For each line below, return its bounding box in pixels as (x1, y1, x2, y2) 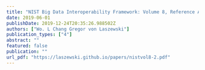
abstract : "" (6, 37, 40, 43)
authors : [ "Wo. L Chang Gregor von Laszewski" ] (6, 26, 130, 32)
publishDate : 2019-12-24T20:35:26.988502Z (6, 20, 116, 26)
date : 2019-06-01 (6, 15, 51, 21)
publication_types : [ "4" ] (6, 32, 72, 38)
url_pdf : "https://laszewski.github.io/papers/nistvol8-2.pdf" (6, 54, 171, 60)
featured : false (6, 43, 48, 49)
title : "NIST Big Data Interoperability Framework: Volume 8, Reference (6, 9, 195, 15)
